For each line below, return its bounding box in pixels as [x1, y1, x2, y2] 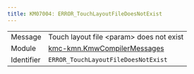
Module [11, 43, 37, 53]
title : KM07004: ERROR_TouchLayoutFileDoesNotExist [7, 10, 162, 18]
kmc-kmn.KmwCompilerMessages [48, 43, 164, 53]
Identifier [11, 54, 41, 64]
